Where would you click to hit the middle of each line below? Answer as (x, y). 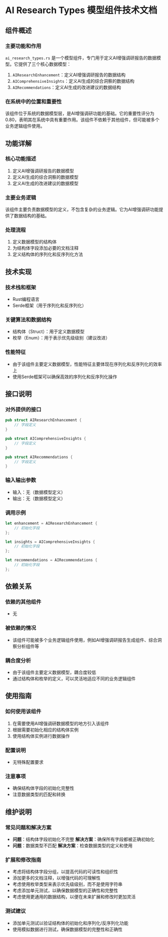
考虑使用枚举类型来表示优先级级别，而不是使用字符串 (67, 884)
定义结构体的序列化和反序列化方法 (48, 255)
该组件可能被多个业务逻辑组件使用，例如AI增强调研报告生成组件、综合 (85, 640)
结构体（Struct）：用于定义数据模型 (48, 331)
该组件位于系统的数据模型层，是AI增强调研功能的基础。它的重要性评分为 (80, 113)
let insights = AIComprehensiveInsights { (50, 542)
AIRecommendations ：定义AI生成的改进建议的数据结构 (67, 87)
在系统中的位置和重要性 (33, 101)
